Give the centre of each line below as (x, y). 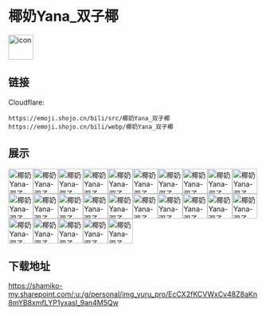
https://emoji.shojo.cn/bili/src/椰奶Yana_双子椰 (89, 118)
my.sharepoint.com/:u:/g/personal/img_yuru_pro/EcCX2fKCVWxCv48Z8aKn (133, 294)
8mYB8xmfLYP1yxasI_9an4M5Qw (64, 303)
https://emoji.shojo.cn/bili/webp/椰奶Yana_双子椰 (91, 127)
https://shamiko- (35, 286)
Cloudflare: (27, 102)
